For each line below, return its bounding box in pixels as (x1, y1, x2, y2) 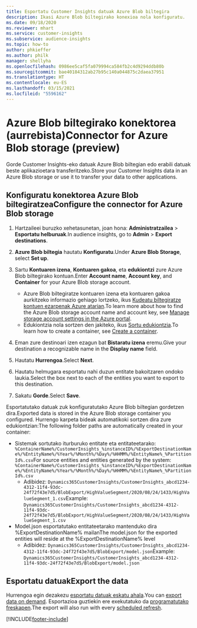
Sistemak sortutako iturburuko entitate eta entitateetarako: (14, 439, 156, 447)
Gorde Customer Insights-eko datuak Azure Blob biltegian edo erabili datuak (6, 160, 191, 168)
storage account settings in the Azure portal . (23, 315, 132, 322)
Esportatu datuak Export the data (6, 576, 129, 586)
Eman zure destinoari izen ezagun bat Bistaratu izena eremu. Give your (14, 339, 187, 346)
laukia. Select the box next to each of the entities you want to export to (14, 374, 185, 381)
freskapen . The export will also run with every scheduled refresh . (6, 604, 163, 612)
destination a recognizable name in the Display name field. (14, 345, 158, 352)
